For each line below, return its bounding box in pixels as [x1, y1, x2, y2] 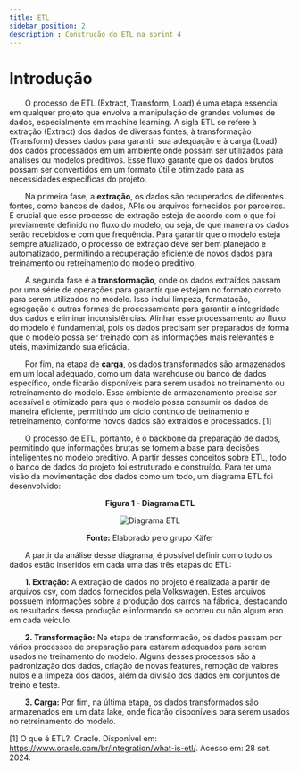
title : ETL [9, 13, 50, 22]
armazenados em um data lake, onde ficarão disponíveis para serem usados [9, 707, 290, 717]
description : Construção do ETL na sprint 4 [9, 30, 181, 38]
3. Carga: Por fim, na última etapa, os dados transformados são [25, 697, 259, 707]
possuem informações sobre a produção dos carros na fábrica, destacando [9, 596, 287, 606]
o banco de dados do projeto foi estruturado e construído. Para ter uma [9, 461, 272, 472]
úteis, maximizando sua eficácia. [9, 342, 129, 352]
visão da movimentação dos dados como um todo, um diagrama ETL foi [9, 471, 274, 482]
